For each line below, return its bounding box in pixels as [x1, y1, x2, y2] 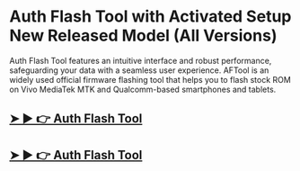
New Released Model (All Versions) [9, 25, 278, 46]
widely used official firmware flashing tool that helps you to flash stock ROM [9, 74, 292, 85]
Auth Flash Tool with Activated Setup [9, 6, 292, 27]
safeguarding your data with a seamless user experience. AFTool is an [9, 65, 269, 76]
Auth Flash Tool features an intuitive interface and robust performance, [9, 55, 272, 66]
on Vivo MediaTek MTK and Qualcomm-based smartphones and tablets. [9, 84, 277, 94]
